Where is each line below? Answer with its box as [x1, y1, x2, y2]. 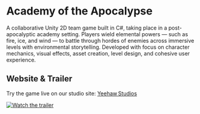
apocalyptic [6, 30, 36, 37]
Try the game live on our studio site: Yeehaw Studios [6, 89, 138, 97]
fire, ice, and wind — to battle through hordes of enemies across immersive [6, 37, 195, 44]
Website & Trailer [6, 74, 73, 84]
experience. [6, 56, 36, 63]
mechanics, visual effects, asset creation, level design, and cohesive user [6, 49, 190, 57]
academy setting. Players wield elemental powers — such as [36, 30, 188, 37]
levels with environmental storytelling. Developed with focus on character [6, 43, 190, 51]
